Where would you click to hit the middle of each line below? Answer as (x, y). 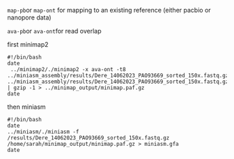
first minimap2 (28, 44)
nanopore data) (29, 17)
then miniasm (27, 107)
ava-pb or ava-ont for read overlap (54, 31)
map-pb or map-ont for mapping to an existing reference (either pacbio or (109, 10)
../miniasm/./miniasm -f (43, 132)
